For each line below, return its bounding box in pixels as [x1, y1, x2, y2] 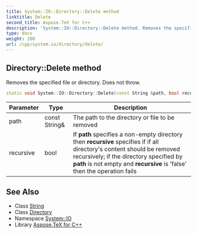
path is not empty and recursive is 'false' [73, 159, 187, 168]
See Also [6, 186, 39, 197]
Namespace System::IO [14, 215, 72, 222]
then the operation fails [73, 167, 137, 175]
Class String [14, 202, 45, 209]
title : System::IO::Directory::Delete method [6, 8, 119, 15]
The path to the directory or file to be [73, 113, 175, 121]
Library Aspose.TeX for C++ [14, 221, 83, 228]
